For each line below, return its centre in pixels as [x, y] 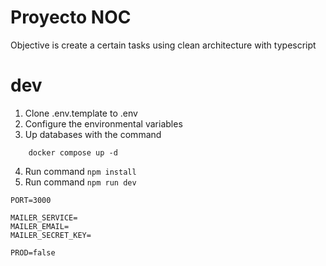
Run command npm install [80, 171]
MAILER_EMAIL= [40, 226]
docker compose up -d [73, 152]
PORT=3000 [31, 200]
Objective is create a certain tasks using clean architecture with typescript [163, 45]
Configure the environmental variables [103, 123]
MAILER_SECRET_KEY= [51, 235]
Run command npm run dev [80, 182]
